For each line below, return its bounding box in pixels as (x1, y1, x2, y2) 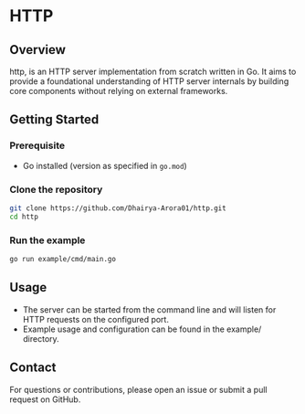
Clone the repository (9, 183, 103, 196)
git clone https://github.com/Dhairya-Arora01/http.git (9, 203, 226, 213)
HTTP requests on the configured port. (22, 313, 169, 324)
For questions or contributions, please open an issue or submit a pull (9, 384, 268, 395)
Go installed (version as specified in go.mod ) (22, 160, 187, 171)
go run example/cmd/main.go (9, 255, 117, 264)
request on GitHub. (9, 394, 81, 405)
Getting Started (9, 111, 100, 128)
